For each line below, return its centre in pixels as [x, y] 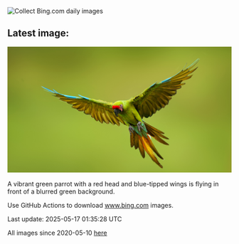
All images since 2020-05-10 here [57, 233]
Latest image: [38, 33]
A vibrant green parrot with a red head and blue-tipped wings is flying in [113, 184]
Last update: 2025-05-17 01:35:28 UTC [65, 219]
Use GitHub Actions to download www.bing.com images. [91, 206]
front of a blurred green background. [61, 191]
